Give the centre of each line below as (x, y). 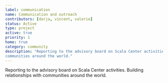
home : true (16, 42)
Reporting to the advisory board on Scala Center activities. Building (74, 70)
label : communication (28, 10)
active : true (19, 33)
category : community (27, 47)
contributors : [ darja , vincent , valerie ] (49, 19)
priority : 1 (17, 38)
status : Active (21, 24)
